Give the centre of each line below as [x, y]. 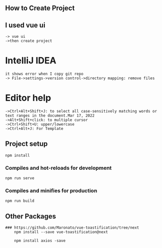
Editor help [28, 98]
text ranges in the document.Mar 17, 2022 [50, 116]
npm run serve [20, 178]
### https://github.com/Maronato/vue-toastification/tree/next [72, 228]
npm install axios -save [40, 241]
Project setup [27, 144]
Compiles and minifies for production [51, 191]
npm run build [20, 201]
